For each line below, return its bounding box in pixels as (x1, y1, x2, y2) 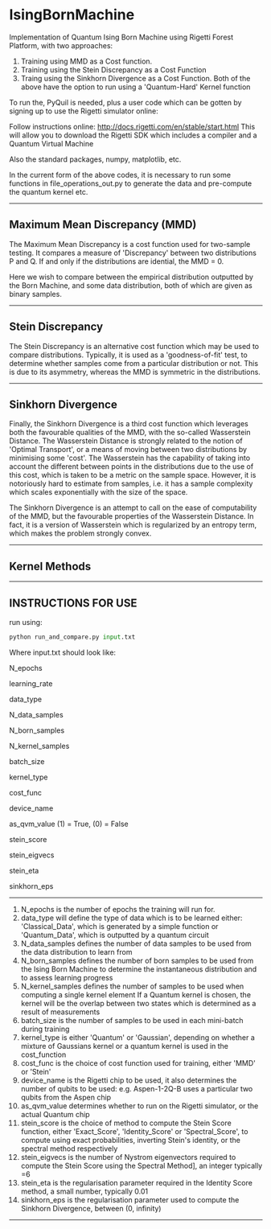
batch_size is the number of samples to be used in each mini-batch (20, 1015, 244, 1025)
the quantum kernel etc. (9, 187, 88, 196)
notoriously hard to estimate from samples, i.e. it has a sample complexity (9, 479, 253, 488)
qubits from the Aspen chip (20, 1092, 112, 1102)
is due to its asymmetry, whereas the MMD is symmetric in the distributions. (9, 367, 261, 376)
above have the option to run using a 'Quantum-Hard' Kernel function (20, 82, 251, 92)
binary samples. (9, 289, 63, 298)
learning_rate (9, 678, 53, 688)
